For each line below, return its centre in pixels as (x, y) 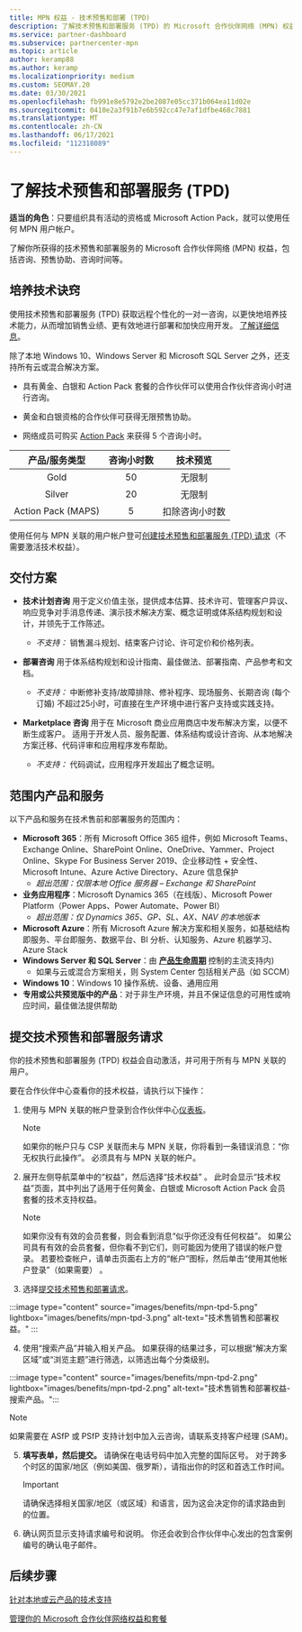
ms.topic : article (44, 51)
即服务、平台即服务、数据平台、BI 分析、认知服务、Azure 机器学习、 (149, 940)
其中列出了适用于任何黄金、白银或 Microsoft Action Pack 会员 (171, 1187)
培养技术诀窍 (45, 291)
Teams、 (276, 839)
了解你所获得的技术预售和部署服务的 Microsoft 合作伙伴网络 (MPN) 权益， (146, 248)
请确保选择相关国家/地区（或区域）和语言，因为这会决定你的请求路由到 (154, 1503)
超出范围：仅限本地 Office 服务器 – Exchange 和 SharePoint (146, 884)
